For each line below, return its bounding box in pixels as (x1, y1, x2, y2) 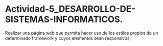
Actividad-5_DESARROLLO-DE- (5, 3, 136, 15)
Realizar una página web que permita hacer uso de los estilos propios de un (5, 30, 158, 36)
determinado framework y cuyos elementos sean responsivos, (5, 35, 131, 41)
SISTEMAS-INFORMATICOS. (5, 14, 123, 25)
